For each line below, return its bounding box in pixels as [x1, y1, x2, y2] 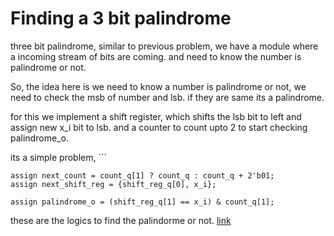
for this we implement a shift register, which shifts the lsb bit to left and [10, 110, 302, 122]
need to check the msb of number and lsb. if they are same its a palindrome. [10, 91, 325, 103]
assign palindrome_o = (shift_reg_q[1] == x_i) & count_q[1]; [10, 197, 275, 207]
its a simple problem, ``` [10, 151, 107, 163]
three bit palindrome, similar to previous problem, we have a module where [10, 40, 319, 52]
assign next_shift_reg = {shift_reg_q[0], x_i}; [10, 179, 217, 189]
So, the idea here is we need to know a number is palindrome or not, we [10, 80, 307, 92]
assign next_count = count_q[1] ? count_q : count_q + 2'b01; [10, 170, 275, 181]
